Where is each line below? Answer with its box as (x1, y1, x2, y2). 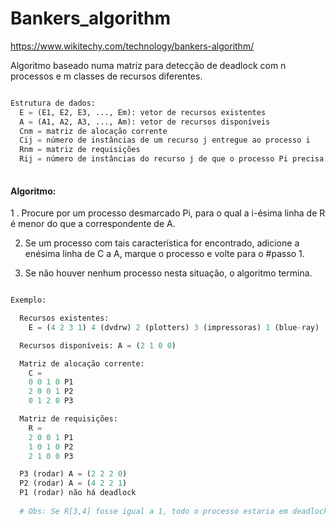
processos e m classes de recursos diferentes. (10, 70, 203, 82)
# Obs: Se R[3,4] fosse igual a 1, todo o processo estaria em (19, 506, 288, 516)
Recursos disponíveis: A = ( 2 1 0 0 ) (19, 340, 177, 351)
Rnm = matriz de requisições (19, 145, 141, 155)
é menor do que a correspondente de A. (10, 218, 176, 230)
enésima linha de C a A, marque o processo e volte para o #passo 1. (24, 248, 305, 260)
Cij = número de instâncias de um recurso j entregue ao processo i (19, 135, 311, 146)
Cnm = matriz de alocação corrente (19, 126, 168, 136)
